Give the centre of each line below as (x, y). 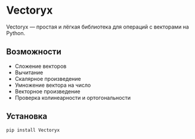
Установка (27, 116)
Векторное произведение (47, 91)
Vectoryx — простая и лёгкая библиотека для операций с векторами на (97, 27)
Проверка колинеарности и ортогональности (73, 97)
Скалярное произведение (48, 78)
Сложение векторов (41, 66)
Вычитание (29, 72)
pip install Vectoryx (33, 130)
